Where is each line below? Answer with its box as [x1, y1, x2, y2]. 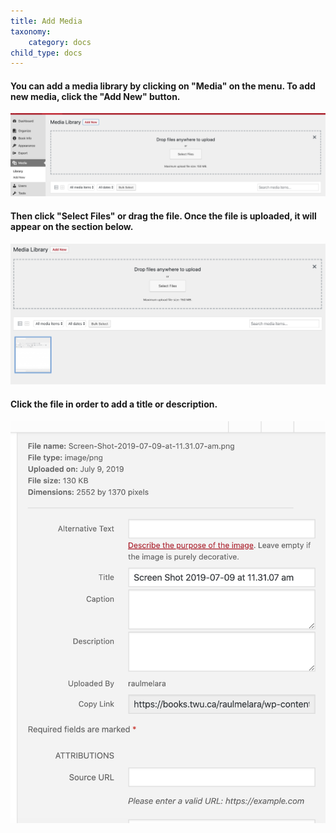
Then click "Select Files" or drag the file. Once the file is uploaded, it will [10, 210, 317, 222]
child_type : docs [10, 48, 83, 58]
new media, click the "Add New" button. [10, 90, 181, 102]
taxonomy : [10, 26, 52, 37]
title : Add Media [10, 16, 83, 26]
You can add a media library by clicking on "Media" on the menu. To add [10, 80, 316, 92]
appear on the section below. [10, 220, 134, 232]
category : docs [28, 37, 92, 47]
